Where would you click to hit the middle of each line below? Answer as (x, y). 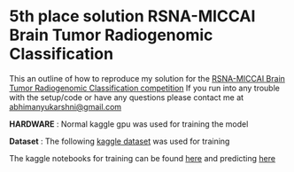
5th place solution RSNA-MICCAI (132, 16)
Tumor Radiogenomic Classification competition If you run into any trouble (145, 88)
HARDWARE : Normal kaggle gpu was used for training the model (129, 124)
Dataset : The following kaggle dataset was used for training (120, 141)
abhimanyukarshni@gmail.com (66, 106)
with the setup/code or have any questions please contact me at (127, 97)
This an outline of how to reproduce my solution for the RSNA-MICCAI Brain (147, 78)
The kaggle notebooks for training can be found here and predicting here (143, 158)
